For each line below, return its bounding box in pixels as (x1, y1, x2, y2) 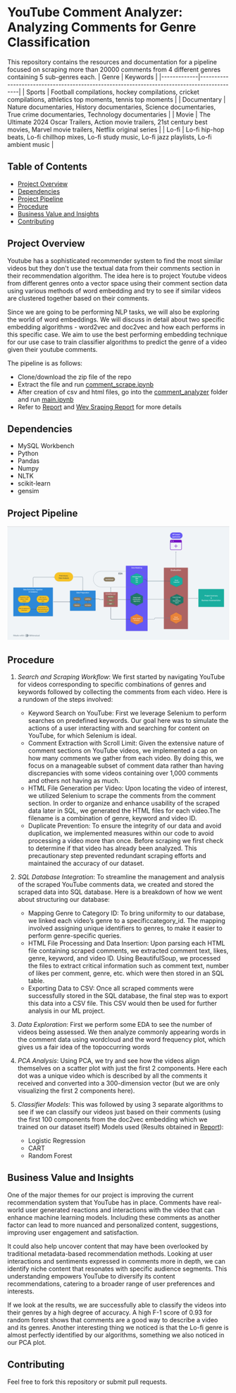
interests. (7, 1287, 35, 1295)
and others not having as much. (27, 776, 120, 784)
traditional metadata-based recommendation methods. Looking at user (7, 1249, 213, 1258)
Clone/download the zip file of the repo (17, 372, 132, 381)
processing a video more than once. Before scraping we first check (27, 836, 224, 845)
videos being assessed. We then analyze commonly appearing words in (17, 1028, 226, 1036)
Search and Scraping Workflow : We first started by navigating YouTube (17, 672, 225, 681)
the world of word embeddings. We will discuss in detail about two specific (7, 315, 225, 324)
